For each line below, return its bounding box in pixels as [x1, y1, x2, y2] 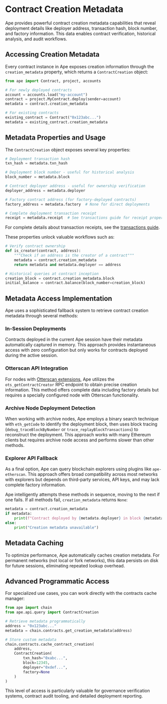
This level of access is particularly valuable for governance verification [5, 688, 150, 694]
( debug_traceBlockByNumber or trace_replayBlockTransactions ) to [5, 426, 138, 432]
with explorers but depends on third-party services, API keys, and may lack [5, 477, 160, 483]
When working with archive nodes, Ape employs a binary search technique [5, 416, 159, 422]
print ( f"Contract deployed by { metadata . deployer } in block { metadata [14, 516, 164, 521]
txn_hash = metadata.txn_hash [5, 161, 68, 166]
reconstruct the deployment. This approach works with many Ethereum [5, 432, 151, 438]
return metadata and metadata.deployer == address [14, 262, 121, 267]
